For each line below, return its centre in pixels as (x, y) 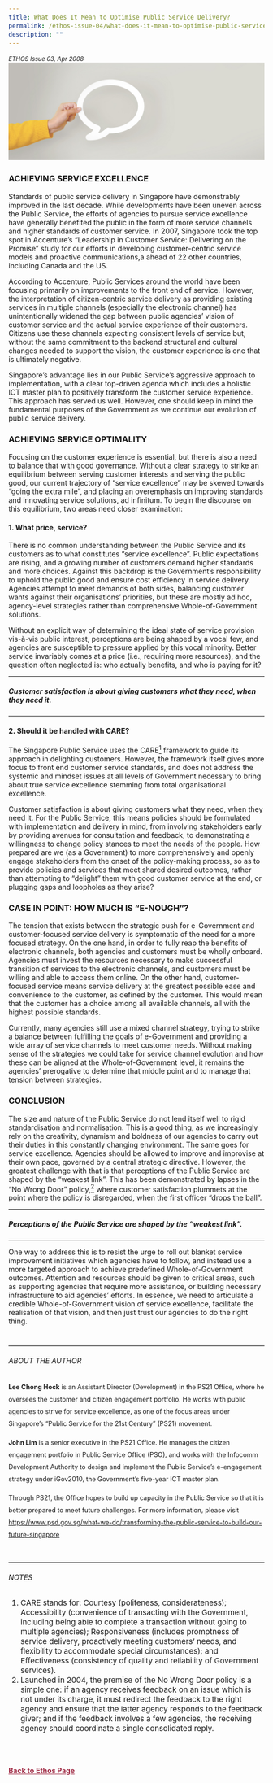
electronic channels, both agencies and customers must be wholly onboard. (135, 952)
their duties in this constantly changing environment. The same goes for (129, 1144)
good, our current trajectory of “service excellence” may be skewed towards (136, 482)
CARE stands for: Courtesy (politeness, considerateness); (123, 1603)
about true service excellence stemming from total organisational (117, 784)
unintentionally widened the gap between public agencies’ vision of (121, 316)
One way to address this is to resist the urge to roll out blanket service (126, 1252)
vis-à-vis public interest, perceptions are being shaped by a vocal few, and (133, 639)
